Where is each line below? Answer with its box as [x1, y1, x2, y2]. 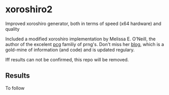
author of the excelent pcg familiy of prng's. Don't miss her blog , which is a [5, 41, 164, 47]
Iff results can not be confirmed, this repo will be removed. [5, 56, 129, 62]
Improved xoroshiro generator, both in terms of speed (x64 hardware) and [5, 20, 161, 27]
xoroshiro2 [5, 4, 53, 15]
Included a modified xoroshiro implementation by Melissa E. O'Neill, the [5, 36, 156, 42]
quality [5, 26, 20, 32]
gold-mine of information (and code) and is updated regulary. [5, 46, 135, 53]
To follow [5, 85, 25, 91]
